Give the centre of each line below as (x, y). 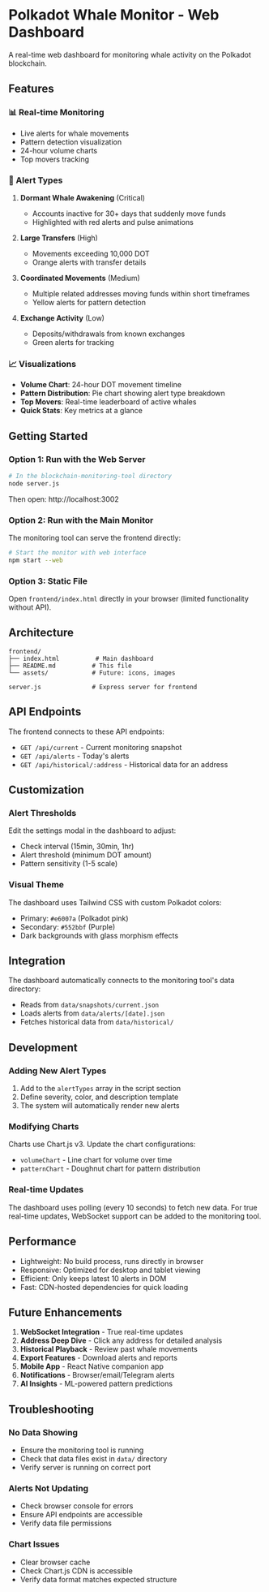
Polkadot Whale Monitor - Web (114, 15)
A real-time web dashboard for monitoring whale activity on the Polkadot (130, 54)
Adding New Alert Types (58, 1071)
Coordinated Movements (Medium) (80, 278)
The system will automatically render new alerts (100, 1106)
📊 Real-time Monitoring (56, 113)
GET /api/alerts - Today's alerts (75, 756)
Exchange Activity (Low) (62, 317)
